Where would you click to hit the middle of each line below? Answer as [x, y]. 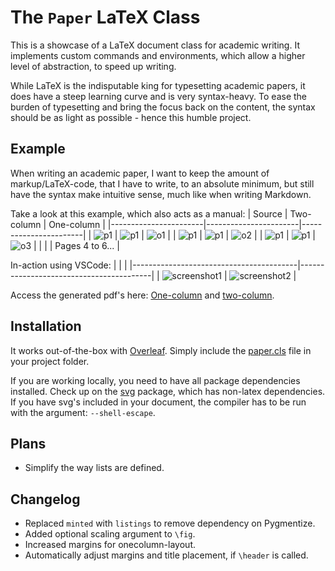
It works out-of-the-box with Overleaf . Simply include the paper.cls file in [161, 350]
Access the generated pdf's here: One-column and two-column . [142, 295]
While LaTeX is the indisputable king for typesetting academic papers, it [158, 85]
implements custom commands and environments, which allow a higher [158, 55]
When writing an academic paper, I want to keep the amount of [140, 173]
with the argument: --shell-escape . [83, 412]
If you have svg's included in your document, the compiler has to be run [158, 402]
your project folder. [50, 361]
